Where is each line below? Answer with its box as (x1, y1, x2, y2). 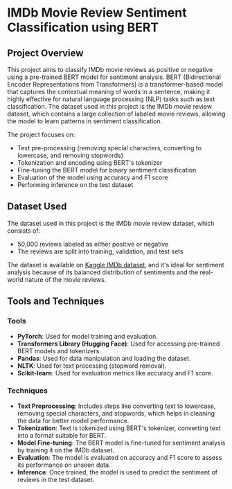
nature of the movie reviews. (24, 275, 107, 283)
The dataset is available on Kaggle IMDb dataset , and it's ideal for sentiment (7, 260, 224, 269)
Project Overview (7, 47, 84, 59)
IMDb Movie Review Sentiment (7, 5, 187, 21)
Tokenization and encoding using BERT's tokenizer (17, 159, 163, 167)
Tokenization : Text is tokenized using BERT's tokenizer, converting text (17, 424, 222, 432)
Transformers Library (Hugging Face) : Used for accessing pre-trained (17, 339, 220, 348)
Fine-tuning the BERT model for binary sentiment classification (17, 166, 197, 174)
